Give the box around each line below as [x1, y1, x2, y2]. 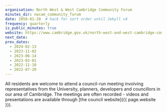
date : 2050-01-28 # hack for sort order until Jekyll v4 [5, 16, 128, 21]
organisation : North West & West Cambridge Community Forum [5, 7, 133, 12]
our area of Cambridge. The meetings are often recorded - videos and [5, 91, 149, 97]
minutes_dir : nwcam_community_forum [5, 12, 81, 17]
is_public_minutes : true [5, 26, 57, 31]
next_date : [5, 35, 28, 40]
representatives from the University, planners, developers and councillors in [5, 86, 161, 92]
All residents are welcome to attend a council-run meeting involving [5, 81, 144, 87]
